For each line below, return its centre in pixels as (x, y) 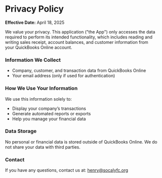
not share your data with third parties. (43, 147)
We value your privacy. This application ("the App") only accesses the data (80, 32)
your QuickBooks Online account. (39, 47)
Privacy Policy (35, 9)
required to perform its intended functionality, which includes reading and (79, 37)
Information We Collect (33, 60)
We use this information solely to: (38, 99)
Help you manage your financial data (49, 119)
